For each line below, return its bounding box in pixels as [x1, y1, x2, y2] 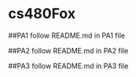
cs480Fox [8, 5, 76, 23]
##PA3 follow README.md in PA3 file [8, 60, 129, 71]
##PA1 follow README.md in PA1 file [8, 31, 126, 40]
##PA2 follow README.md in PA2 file [8, 46, 129, 55]
